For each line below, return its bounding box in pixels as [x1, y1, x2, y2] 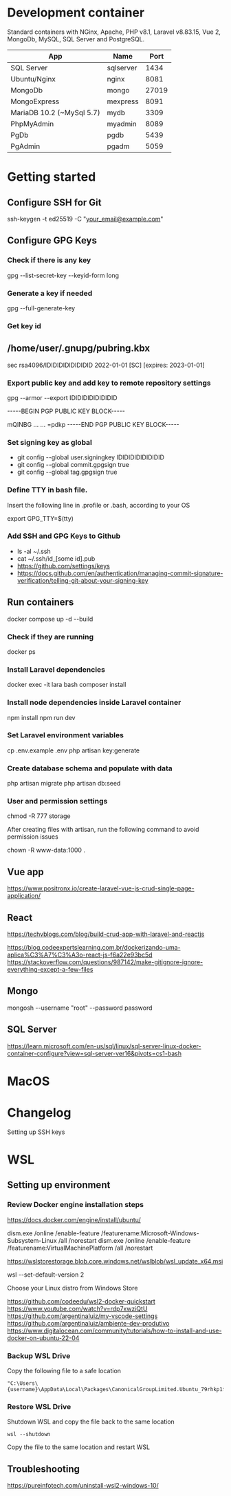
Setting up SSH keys [7, 1128, 65, 1136]
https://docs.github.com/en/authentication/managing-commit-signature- [16, 569, 223, 577]
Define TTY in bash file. [7, 485, 88, 495]
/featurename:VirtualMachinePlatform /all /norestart [7, 1244, 153, 1252]
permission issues [7, 832, 58, 841]
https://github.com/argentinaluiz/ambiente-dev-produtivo [7, 1319, 170, 1327]
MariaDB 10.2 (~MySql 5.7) [10, 108, 101, 117]
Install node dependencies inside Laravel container [7, 698, 181, 708]
